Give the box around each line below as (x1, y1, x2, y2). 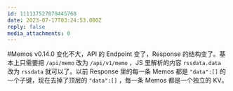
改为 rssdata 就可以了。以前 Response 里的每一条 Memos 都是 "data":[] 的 (7, 67, 227, 76)
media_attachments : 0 (7, 29, 71, 37)
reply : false (7, 23, 46, 30)
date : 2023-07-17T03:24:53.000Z (7, 17, 102, 24)
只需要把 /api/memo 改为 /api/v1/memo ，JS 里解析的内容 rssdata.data (19, 59, 221, 67)
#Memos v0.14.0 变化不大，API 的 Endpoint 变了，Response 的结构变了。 (7, 50, 220, 58)
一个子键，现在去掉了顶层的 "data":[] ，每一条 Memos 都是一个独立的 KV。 (7, 76, 228, 85)
